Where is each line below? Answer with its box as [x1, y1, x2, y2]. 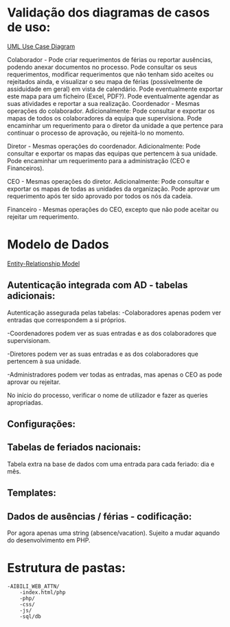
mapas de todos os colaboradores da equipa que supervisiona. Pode [7, 114, 203, 122]
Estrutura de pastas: [7, 560, 126, 576]
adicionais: [7, 290, 56, 302]
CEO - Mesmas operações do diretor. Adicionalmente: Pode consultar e [7, 177, 209, 185]
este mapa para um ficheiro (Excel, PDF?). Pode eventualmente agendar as [7, 92, 220, 100]
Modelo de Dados [7, 237, 109, 253]
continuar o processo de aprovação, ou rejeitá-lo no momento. [7, 129, 185, 137]
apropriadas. [7, 398, 43, 407]
